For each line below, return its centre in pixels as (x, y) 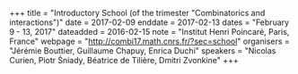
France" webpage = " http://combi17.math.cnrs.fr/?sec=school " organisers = (149, 41)
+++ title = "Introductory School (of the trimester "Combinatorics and (137, 13)
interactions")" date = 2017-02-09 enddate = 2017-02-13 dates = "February (149, 22)
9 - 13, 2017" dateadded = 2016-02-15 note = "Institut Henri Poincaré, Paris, (149, 32)
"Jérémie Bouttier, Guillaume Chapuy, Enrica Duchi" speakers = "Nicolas (143, 51)
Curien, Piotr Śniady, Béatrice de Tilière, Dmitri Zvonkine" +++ (124, 60)
